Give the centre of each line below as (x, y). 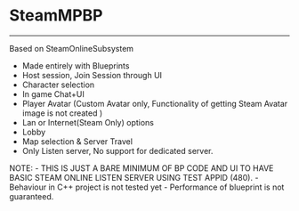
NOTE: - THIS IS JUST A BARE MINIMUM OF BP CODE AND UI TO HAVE (141, 168)
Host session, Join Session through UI (92, 75)
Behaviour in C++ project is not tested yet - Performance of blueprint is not (147, 187)
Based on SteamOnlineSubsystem (72, 48)
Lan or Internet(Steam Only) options (88, 122)
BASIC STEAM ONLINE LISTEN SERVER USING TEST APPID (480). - (134, 177)
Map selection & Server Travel (77, 141)
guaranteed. (32, 196)
